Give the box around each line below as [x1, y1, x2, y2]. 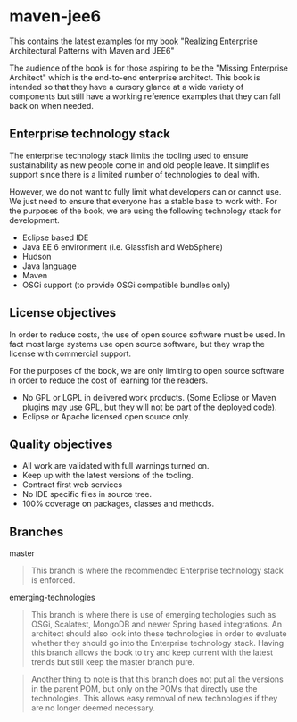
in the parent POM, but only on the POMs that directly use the [30, 684, 258, 694]
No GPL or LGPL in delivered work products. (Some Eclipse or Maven [21, 392, 276, 402]
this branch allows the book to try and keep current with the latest [30, 647, 274, 658]
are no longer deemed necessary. [30, 702, 156, 713]
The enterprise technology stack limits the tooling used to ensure [9, 150, 249, 161]
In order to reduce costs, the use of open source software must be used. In [9, 328, 285, 340]
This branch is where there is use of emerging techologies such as [30, 610, 276, 620]
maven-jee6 [9, 6, 101, 27]
